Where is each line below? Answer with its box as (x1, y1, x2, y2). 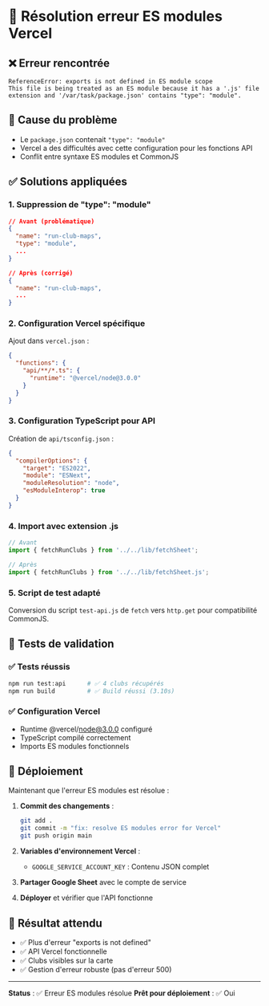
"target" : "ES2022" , (22, 464, 91, 472)
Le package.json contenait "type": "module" (19, 134, 166, 144)
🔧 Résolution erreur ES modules (8, 7, 223, 26)
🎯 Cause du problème (8, 113, 118, 127)
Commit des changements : (19, 801, 114, 811)
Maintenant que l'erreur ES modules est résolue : (8, 786, 170, 796)
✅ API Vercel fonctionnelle (19, 947, 107, 956)
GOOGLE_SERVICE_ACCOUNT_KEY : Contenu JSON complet (31, 862, 210, 872)
